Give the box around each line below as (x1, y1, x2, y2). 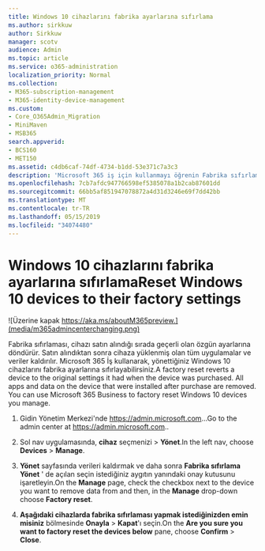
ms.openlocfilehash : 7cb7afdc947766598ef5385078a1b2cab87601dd (8, 179, 221, 187)
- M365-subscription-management (8, 88, 114, 96)
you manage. (8, 398, 51, 408)
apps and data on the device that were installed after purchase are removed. (8, 382, 256, 391)
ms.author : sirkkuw (8, 21, 73, 29)
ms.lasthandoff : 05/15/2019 (8, 213, 101, 221)
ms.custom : (8, 104, 44, 112)
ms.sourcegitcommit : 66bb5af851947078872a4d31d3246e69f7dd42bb (8, 188, 221, 196)
